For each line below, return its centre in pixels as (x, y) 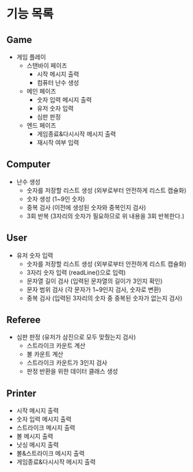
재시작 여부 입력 (58, 142)
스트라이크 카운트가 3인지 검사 (67, 363)
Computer (28, 165)
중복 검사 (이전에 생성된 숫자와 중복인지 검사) (86, 207)
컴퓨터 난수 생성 (58, 82)
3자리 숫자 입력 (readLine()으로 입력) (76, 272)
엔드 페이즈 (41, 125)
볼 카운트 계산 (45, 354)
